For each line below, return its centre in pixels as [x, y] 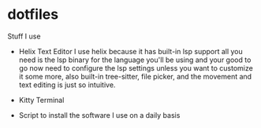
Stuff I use [24, 36]
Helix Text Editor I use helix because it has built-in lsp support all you [131, 51]
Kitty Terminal [41, 100]
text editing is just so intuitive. [67, 85]
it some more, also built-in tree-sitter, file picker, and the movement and [135, 76]
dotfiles [33, 15]
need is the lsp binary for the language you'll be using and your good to [135, 60]
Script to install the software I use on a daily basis [99, 115]
